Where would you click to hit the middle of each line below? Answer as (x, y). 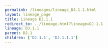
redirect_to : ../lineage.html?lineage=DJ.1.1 (54, 24)
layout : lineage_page (28, 14)
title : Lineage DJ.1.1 (29, 19)
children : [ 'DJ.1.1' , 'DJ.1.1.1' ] (42, 38)
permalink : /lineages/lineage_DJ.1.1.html (50, 10)
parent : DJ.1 (19, 33)
